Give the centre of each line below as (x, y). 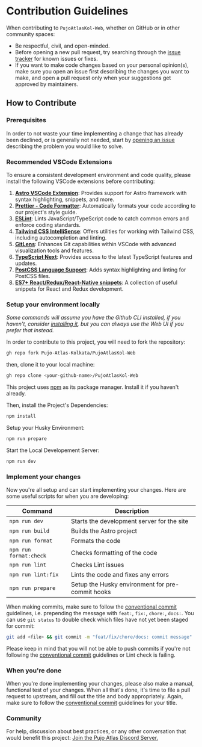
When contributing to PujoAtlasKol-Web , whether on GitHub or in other (93, 28)
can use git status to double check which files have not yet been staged (97, 619)
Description (132, 511)
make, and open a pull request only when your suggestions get (93, 78)
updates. (26, 263)
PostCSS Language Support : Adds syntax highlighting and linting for (100, 270)
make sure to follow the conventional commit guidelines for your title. (92, 703)
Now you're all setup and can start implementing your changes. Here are (96, 489)
